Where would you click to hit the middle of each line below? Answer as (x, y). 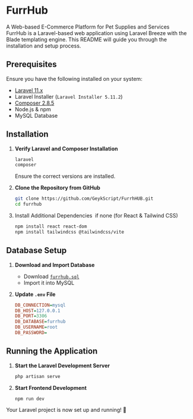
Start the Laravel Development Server (62, 366)
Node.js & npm (33, 109)
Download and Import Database (55, 264)
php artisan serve (37, 376)
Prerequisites (31, 64)
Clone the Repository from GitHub (58, 188)
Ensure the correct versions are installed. (65, 177)
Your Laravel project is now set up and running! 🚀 (66, 410)
